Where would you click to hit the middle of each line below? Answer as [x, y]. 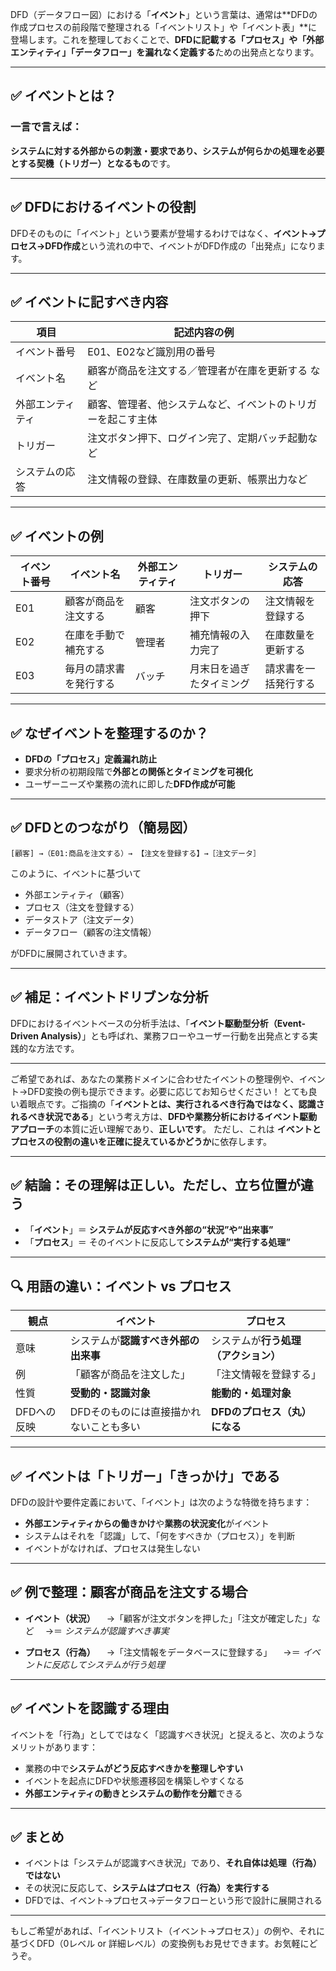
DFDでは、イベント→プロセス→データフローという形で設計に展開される [173, 1900]
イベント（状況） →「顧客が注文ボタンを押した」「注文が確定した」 [168, 1618]
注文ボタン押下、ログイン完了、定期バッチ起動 [197, 438]
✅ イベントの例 [57, 536]
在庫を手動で [95, 635]
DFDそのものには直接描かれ [135, 1412]
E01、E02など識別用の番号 [151, 352]
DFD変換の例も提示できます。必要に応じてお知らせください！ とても [168, 1091]
